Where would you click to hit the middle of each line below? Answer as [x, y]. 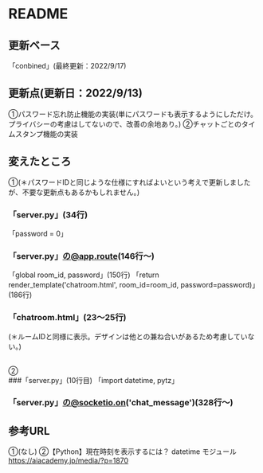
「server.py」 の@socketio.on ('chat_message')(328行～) [121, 403]
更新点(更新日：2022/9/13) [76, 94]
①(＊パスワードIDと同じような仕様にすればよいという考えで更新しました [130, 182]
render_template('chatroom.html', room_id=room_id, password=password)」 [134, 285]
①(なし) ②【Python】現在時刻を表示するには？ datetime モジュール [122, 451]
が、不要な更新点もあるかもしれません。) [74, 192]
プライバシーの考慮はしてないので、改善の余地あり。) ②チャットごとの [125, 123]
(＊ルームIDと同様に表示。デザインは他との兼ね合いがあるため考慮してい [128, 336]
